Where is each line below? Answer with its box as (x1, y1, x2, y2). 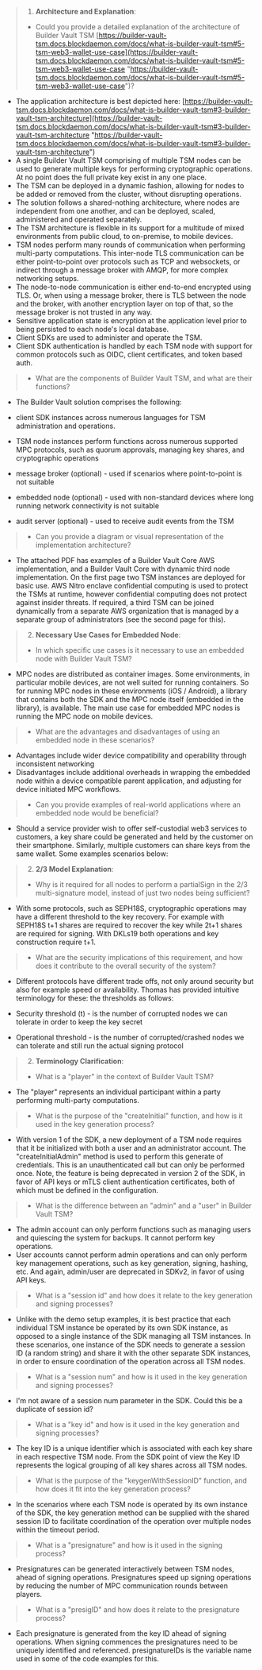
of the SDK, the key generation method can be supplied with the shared (15, 1508, 249, 1518)
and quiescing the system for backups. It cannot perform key (15, 1233, 215, 1242)
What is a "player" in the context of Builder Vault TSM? (35, 1072, 214, 1081)
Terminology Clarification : (35, 1056, 124, 1066)
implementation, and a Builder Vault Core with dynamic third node (15, 564, 231, 573)
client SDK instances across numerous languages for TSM (15, 413, 206, 422)
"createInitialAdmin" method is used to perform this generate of (15, 1151, 224, 1161)
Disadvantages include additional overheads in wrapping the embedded (15, 768, 251, 777)
